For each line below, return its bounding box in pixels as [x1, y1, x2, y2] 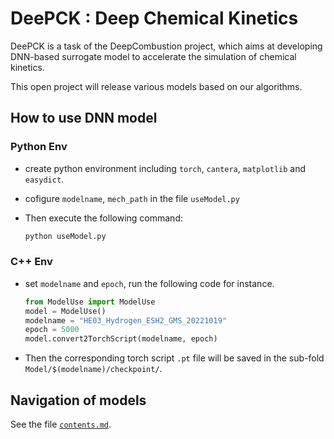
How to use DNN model [10, 110, 158, 127]
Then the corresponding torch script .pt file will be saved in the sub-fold [24, 352, 325, 364]
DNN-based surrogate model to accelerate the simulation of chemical [10, 50, 297, 62]
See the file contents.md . [10, 418, 112, 430]
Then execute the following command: [24, 212, 183, 224]
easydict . [24, 173, 65, 185]
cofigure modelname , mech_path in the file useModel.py [24, 192, 240, 204]
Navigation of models [10, 392, 147, 409]
